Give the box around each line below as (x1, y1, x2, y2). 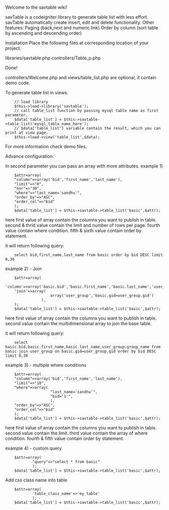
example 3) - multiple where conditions (5, 362, 87, 368)
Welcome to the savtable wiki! (5, 5, 67, 10)
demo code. (5, 80, 30, 86)
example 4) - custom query (5, 445, 62, 451)
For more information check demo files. (5, 144, 87, 149)
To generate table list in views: (5, 90, 69, 95)
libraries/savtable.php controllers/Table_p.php (5, 55, 101, 61)
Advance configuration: (5, 153, 54, 159)
